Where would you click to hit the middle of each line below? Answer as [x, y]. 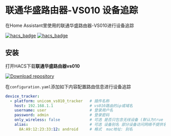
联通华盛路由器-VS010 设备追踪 [72, 10]
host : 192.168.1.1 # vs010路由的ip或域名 [74, 106]
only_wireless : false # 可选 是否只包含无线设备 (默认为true [89, 120]
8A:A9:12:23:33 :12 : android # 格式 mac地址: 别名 [76, 129]
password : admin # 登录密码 [62, 115]
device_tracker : [22, 96]
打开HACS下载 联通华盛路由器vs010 [42, 66]
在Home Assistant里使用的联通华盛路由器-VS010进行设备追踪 [70, 25]
